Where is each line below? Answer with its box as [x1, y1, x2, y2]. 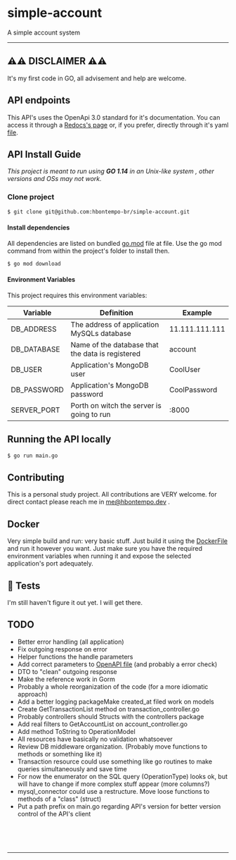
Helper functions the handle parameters [17, 652, 133, 661]
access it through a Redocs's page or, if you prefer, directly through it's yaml [7, 120, 229, 129]
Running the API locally [7, 433, 112, 445]
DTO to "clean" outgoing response [17, 667, 117, 675]
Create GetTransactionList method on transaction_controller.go [17, 704, 200, 713]
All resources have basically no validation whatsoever [17, 735, 173, 743]
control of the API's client [17, 809, 91, 818]
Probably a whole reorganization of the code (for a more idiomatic [17, 682, 209, 691]
